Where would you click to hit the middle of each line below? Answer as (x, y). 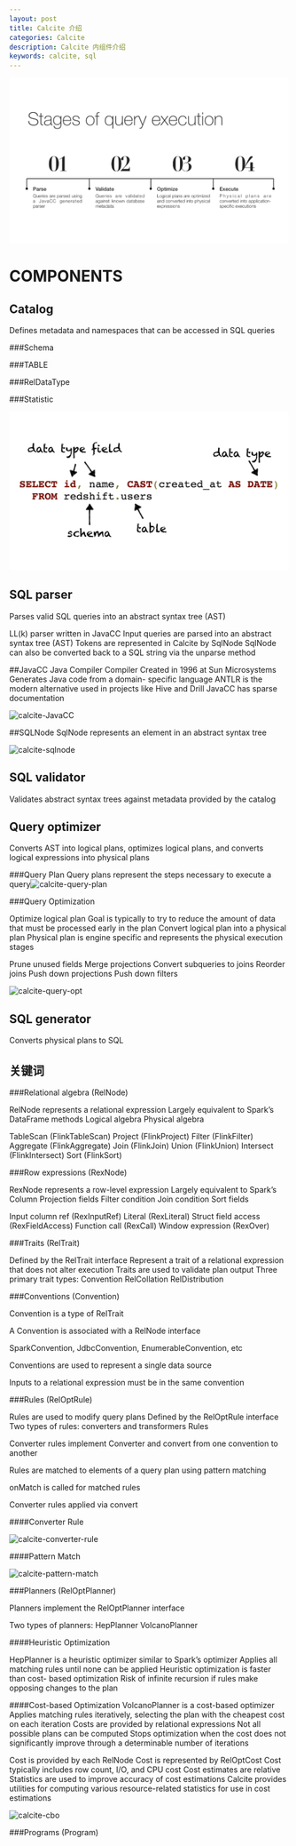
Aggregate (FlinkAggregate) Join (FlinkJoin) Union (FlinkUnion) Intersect (141, 1146)
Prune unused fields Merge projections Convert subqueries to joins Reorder (147, 964)
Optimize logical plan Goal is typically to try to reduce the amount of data (143, 919)
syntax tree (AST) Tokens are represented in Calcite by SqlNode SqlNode (143, 643)
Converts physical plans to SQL (66, 1041)
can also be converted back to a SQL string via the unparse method (132, 652)
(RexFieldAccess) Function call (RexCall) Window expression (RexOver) (140, 1226)
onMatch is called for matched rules (75, 1487)
